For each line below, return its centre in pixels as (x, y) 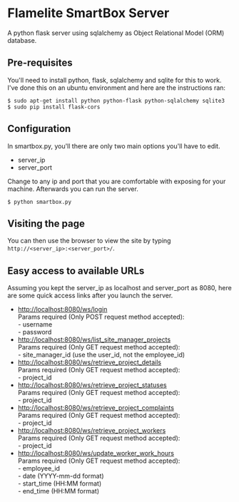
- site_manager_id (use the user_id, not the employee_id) (101, 355)
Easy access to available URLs (76, 271)
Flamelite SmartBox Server (88, 13)
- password (35, 332)
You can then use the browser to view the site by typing (89, 241)
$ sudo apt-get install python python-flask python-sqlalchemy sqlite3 (116, 101)
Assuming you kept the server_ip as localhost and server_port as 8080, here (119, 288)
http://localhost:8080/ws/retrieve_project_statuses (92, 385)
